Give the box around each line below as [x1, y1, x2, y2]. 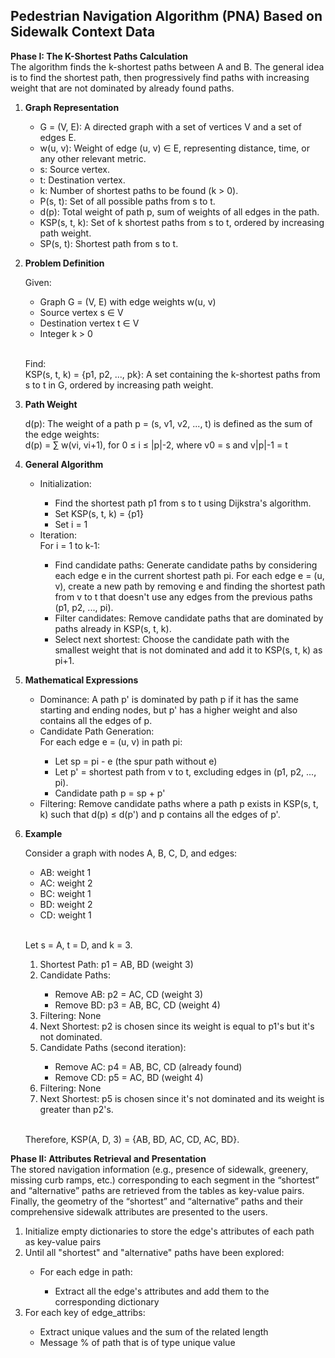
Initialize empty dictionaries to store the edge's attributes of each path [24, 1225, 315, 1237]
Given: [24, 276, 52, 288]
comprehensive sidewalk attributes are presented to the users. [10, 1205, 268, 1218]
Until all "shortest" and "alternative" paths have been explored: [24, 1246, 285, 1258]
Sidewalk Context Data [10, 24, 156, 41]
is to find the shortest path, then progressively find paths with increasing [10, 71, 310, 83]
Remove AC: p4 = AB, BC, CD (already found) [54, 1060, 243, 1073]
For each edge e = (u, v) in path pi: [39, 735, 183, 748]
